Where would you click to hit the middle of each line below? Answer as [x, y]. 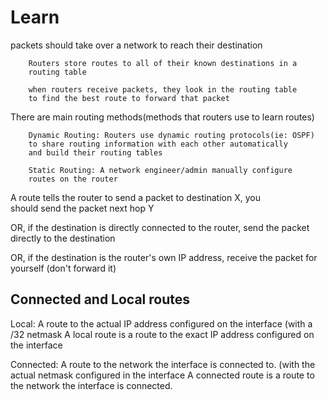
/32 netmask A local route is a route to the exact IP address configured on [162, 334]
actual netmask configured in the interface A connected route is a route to [162, 375]
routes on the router [73, 179]
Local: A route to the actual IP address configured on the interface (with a [161, 323]
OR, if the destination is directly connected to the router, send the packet [160, 227]
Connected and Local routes [100, 299]
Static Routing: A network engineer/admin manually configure [160, 170]
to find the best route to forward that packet [129, 98]
